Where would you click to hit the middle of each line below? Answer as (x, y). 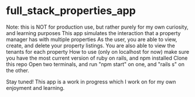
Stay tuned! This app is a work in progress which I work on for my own (91, 82)
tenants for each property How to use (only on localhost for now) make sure (97, 51)
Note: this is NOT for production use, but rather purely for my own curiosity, (97, 27)
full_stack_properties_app (71, 11)
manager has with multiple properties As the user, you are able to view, (92, 39)
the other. (18, 70)
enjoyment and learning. (35, 88)
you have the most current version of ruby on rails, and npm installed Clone (97, 58)
